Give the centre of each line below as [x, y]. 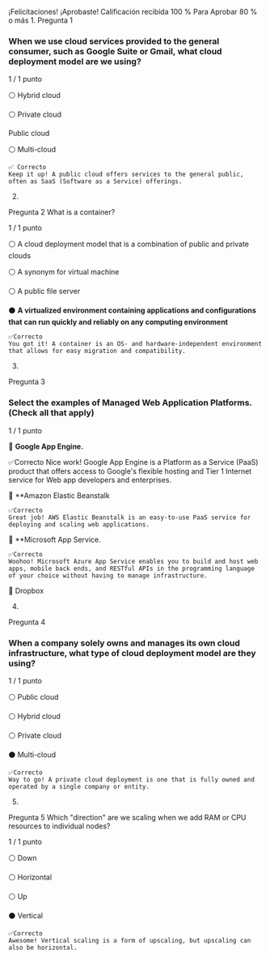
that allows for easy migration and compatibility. [97, 351]
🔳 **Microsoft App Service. [55, 539]
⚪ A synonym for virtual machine [64, 272]
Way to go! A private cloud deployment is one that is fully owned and [131, 779]
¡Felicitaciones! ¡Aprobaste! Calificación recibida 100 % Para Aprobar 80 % [133, 12]
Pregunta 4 [27, 622]
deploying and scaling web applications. [79, 524]
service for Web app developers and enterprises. [90, 479]
